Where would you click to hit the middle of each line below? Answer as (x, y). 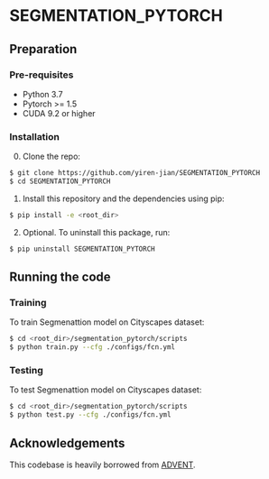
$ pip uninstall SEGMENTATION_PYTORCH (82, 249)
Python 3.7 (42, 94)
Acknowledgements (67, 443)
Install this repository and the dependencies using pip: (123, 198)
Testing (26, 371)
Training (28, 302)
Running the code (60, 277)
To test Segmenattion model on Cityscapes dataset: (106, 390)
